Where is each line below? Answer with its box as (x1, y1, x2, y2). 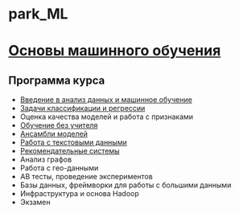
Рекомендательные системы (19, 146, 120, 156)
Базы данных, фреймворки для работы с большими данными (19, 180, 232, 190)
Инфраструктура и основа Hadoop (19, 189, 139, 199)
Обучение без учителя (19, 121, 98, 130)
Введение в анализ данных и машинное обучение (19, 95, 193, 104)
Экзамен (19, 198, 51, 207)
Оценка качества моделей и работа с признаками (19, 112, 194, 121)
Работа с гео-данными (19, 163, 99, 173)
